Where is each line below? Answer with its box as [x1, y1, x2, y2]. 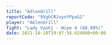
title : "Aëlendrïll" [6, 8, 57, 15]
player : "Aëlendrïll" [6, 19, 59, 25]
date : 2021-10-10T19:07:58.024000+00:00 [6, 30, 107, 36]
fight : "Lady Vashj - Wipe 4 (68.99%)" [6, 25, 104, 31]
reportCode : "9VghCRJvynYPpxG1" [6, 14, 85, 20]
